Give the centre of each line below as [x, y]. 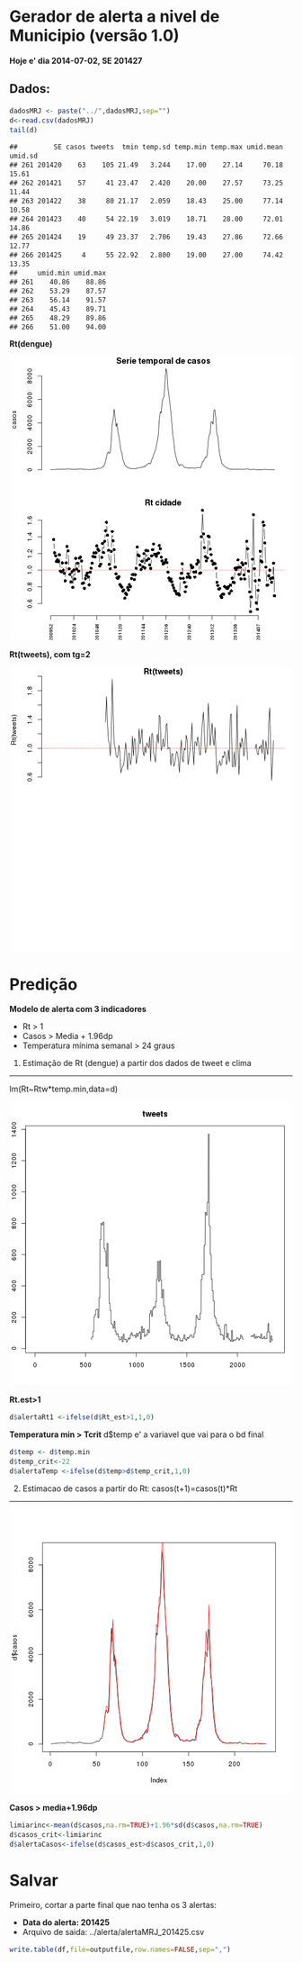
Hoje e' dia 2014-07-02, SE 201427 [76, 60]
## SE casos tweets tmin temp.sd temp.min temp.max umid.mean [146, 147]
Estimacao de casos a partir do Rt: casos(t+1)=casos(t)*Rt [130, 1488]
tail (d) [24, 130]
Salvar [34, 1880]
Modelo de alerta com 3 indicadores [78, 1009]
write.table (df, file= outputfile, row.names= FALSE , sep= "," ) [120, 1950]
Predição [44, 984]
